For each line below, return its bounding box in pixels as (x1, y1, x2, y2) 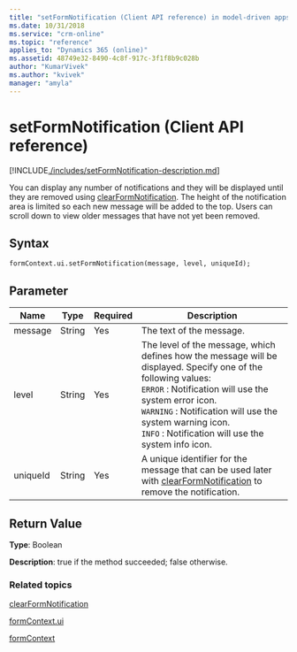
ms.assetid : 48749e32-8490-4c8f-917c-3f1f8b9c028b (9, 54, 200, 63)
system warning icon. (141, 417, 231, 429)
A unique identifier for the (141, 453, 247, 465)
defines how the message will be (141, 350, 278, 363)
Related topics (9, 579, 72, 591)
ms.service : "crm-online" (9, 29, 104, 38)
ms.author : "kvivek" (9, 71, 86, 80)
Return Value (9, 516, 82, 531)
